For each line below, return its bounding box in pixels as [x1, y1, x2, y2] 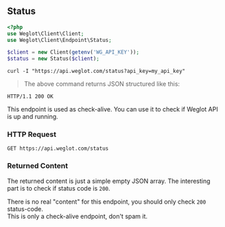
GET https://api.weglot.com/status [7, 145, 109, 152]
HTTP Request [7, 130, 57, 140]
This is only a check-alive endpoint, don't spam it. [7, 212, 148, 220]
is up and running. [7, 113, 58, 121]
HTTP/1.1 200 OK [7, 93, 54, 100]
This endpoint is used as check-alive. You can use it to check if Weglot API [7, 105, 218, 113]
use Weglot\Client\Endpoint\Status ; [7, 36, 112, 43]
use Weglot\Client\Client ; [7, 30, 84, 37]
